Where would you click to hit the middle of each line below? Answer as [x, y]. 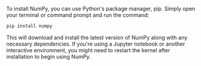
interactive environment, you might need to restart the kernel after [88, 50]
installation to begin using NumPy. [49, 56]
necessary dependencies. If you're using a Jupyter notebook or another [96, 44]
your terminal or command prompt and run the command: [78, 15]
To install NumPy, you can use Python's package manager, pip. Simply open [101, 9]
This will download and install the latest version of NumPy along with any [97, 37]
